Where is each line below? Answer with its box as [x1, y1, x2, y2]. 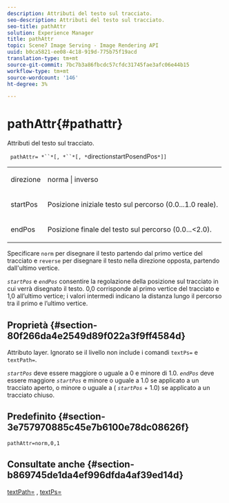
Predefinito [7, 411, 57, 422]
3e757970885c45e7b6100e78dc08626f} [7, 422, 190, 433]
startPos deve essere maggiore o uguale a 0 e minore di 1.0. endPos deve [7, 369, 215, 377]
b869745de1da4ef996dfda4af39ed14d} [7, 469, 184, 481]
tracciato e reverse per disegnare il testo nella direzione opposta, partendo [7, 256, 220, 265]
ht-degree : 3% [7, 81, 48, 88]
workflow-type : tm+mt [7, 68, 70, 74]
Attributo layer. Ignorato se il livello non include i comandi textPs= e [7, 349, 199, 356]
